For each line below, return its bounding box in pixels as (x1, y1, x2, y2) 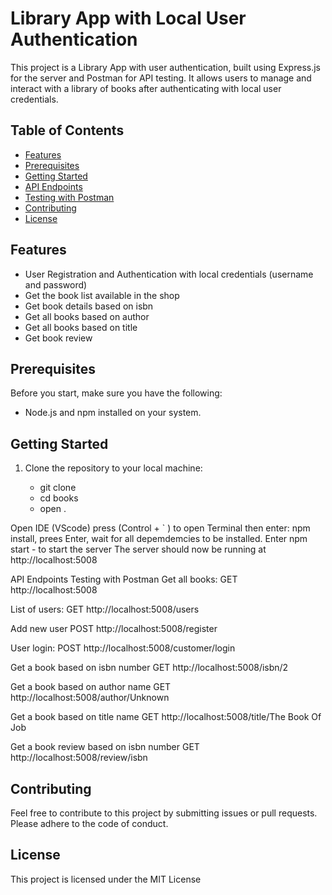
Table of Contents (10, 122, 125, 139)
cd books (39, 492, 79, 504)
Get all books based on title (24, 321, 138, 333)
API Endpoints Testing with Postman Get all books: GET (10, 573, 238, 586)
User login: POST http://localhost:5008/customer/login (10, 642, 236, 654)
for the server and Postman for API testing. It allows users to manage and (10, 72, 312, 84)
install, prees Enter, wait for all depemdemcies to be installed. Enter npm (10, 533, 308, 545)
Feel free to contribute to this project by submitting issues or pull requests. (10, 807, 318, 819)
